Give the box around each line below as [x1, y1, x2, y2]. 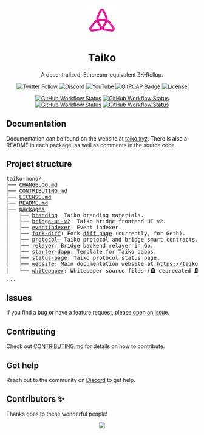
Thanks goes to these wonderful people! [6, 410, 108, 417]
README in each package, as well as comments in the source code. [6, 141, 177, 148]
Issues [6, 293, 32, 303]
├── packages [6, 206, 46, 212]
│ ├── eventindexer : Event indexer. [6, 224, 122, 231]
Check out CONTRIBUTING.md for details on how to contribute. [6, 343, 165, 350]
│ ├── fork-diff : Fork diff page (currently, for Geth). [6, 230, 186, 237]
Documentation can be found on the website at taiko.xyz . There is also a [6, 134, 187, 142]
